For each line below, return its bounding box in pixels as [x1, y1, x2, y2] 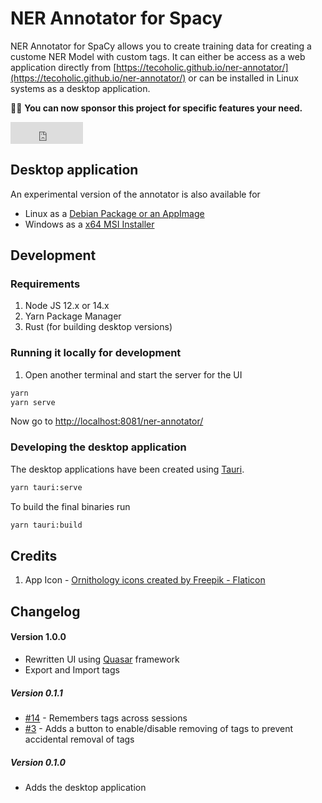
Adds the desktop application [24, 781, 147, 793]
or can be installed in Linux [188, 72, 299, 84]
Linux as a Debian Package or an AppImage [24, 207, 205, 219]
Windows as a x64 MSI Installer [24, 218, 155, 230]
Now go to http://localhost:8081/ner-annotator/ [10, 415, 204, 427]
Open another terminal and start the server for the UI [24, 368, 243, 381]
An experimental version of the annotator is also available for [10, 188, 261, 200]
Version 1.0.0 [10, 631, 67, 643]
